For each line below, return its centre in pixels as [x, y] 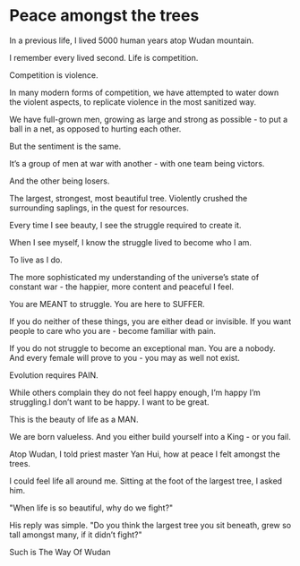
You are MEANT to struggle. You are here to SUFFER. [107, 304]
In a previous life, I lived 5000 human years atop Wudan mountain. [132, 40]
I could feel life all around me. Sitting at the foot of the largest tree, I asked [146, 481]
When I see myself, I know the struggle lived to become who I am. [131, 242]
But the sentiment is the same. [65, 146]
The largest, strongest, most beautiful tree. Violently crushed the [129, 198]
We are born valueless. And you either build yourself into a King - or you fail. [150, 436]
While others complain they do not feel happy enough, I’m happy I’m [135, 392]
